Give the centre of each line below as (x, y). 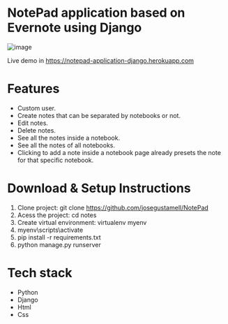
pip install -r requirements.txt (59, 237)
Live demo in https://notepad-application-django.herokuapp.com (100, 60)
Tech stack (40, 273)
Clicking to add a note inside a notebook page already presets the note (119, 152)
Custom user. (36, 108)
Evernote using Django (75, 28)
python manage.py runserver (59, 244)
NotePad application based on (96, 13)
